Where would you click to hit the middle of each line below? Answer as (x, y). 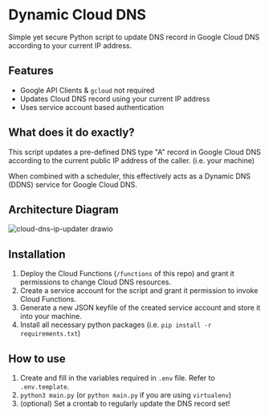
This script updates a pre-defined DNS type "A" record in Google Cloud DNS (134, 152)
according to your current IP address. (70, 45)
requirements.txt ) (50, 333)
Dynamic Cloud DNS (77, 15)
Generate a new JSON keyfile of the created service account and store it (140, 308)
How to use (37, 359)
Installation (37, 254)
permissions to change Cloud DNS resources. (95, 282)
